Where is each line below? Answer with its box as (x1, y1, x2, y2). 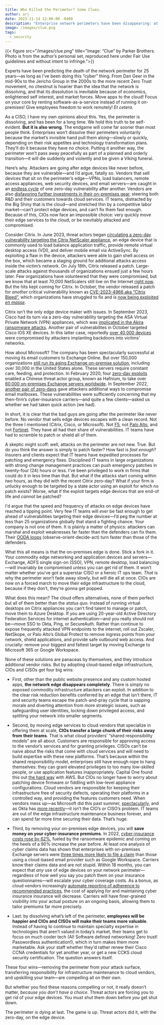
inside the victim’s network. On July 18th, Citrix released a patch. (5, 263, 135, 268)
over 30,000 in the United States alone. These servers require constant (5, 365, 148, 371)
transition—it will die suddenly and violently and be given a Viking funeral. (5, 155, 154, 161)
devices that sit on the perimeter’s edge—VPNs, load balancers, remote (5, 175, 149, 181)
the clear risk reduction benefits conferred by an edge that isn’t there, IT (12, 692, 158, 698)
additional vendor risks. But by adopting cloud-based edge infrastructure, (5, 661, 153, 667)
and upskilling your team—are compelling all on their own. (5, 975, 122, 980)
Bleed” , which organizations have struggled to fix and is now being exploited (5, 294, 159, 300)
